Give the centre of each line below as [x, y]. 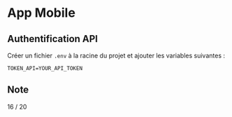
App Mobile [41, 13]
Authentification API [52, 39]
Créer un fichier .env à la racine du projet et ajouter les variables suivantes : [116, 55]
